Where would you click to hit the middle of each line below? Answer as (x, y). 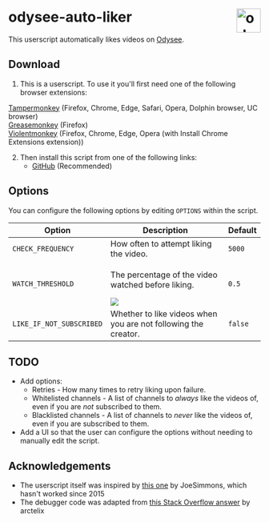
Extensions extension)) (46, 142)
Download (34, 64)
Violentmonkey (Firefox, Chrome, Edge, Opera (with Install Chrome (118, 133)
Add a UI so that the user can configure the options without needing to (136, 432)
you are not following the (157, 323)
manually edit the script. (60, 441)
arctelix (32, 511)
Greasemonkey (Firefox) (48, 125)
